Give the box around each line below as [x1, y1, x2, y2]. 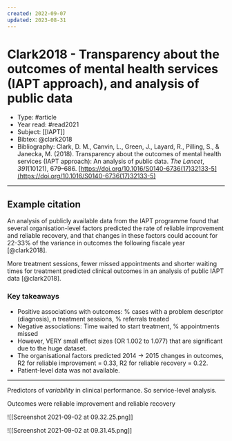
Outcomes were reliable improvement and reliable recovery [7, 399, 176, 408]
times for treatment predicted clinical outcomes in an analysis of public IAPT [7, 267, 224, 275]
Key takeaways [7, 292, 60, 301]
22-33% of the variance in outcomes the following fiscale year [7, 239, 185, 247]
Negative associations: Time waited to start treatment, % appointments [17, 322, 220, 330]
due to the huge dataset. [17, 344, 88, 353]
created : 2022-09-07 [7, 10, 67, 17]
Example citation [7, 198, 81, 210]
